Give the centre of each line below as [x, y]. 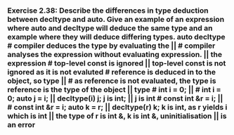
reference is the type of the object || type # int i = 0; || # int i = [114, 89]
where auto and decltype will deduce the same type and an [110, 28]
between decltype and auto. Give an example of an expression [116, 19]
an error [21, 124]
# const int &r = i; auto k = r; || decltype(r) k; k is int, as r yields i [117, 107]
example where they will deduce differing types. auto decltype [116, 37]
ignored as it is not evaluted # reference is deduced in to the [112, 72]
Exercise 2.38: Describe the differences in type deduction [108, 11]
